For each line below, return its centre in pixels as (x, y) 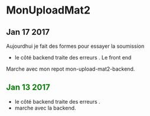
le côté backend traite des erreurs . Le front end (73, 57)
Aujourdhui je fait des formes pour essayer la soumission (75, 46)
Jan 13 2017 (28, 87)
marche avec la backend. (45, 108)
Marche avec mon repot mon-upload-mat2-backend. (71, 69)
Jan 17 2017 (28, 32)
